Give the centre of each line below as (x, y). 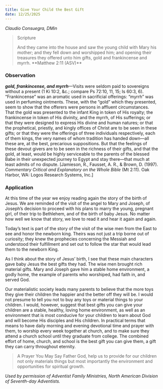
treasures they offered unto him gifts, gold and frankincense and (82, 57)
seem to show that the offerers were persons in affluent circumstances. (77, 107)
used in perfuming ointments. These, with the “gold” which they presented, (81, 102)
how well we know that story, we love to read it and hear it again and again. (81, 219)
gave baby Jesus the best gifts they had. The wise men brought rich (74, 264)
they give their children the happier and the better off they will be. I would (79, 294)
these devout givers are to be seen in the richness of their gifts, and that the (81, 149)
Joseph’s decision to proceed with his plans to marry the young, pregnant (79, 208)
